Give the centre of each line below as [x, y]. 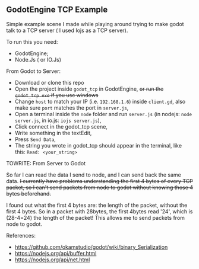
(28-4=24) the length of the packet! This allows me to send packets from [96, 217]
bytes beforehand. [29, 193]
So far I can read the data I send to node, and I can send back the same [94, 175]
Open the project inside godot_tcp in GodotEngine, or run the [89, 89]
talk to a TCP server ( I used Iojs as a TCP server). [67, 30]
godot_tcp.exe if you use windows [56, 95]
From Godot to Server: [34, 71]
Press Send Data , [35, 139]
